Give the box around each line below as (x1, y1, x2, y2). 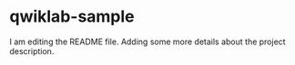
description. (9, 45, 55, 56)
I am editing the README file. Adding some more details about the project (9, 36, 286, 47)
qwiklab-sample (9, 6, 135, 27)
